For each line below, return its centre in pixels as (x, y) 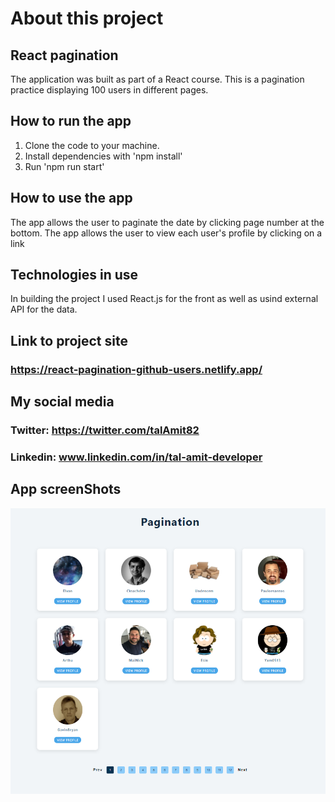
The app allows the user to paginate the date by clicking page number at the (167, 222)
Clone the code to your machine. (92, 145)
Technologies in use (74, 275)
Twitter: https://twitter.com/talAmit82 (105, 430)
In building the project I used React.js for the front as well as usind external (164, 299)
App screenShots (66, 489)
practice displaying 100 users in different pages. (109, 90)
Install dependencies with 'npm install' (103, 156)
